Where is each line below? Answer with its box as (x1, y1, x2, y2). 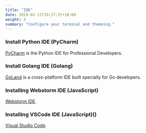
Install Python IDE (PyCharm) (5, 39, 79, 46)
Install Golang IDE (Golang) (5, 62, 73, 70)
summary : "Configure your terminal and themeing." (5, 21, 115, 27)
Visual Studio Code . (5, 122, 47, 128)
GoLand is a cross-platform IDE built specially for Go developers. (5, 74, 141, 80)
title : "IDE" (5, 7, 33, 13)
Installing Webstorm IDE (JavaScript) (5, 87, 99, 94)
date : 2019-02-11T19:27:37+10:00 (5, 12, 76, 17)
